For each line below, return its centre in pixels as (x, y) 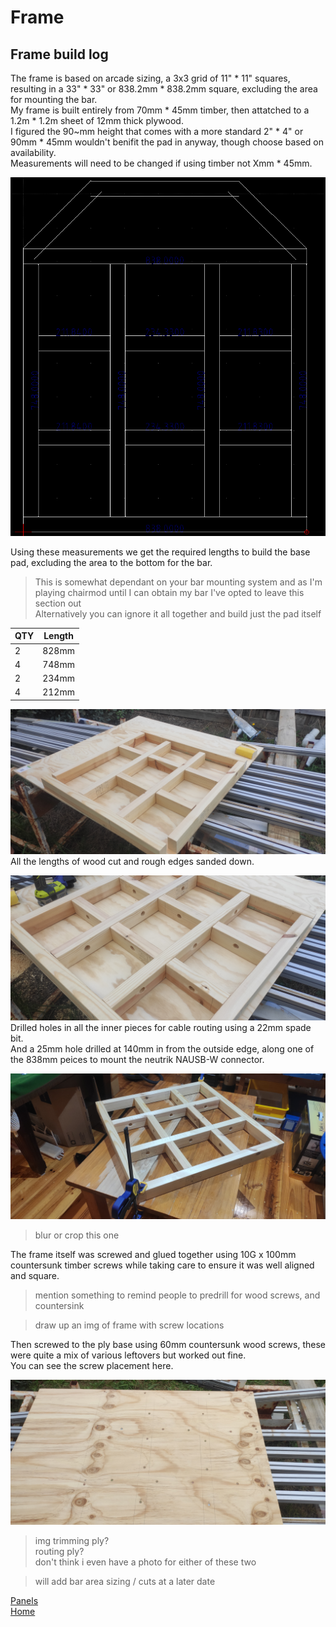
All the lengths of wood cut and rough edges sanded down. (132, 862)
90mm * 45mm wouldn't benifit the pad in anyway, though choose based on (167, 142)
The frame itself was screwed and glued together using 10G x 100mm (153, 1254)
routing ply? (59, 1552)
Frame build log (59, 54)
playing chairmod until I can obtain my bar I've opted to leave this (169, 592)
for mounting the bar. (54, 99)
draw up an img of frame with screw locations (129, 1325)
